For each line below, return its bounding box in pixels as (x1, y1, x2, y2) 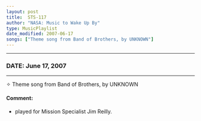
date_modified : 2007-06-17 (6, 31, 74, 37)
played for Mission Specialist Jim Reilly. (14, 108, 112, 115)
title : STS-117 (6, 14, 47, 20)
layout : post (6, 8, 39, 15)
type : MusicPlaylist (6, 25, 58, 32)
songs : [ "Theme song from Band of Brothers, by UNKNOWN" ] (6, 36, 154, 42)
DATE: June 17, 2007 (6, 61, 67, 70)
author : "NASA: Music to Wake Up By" (6, 20, 100, 26)
